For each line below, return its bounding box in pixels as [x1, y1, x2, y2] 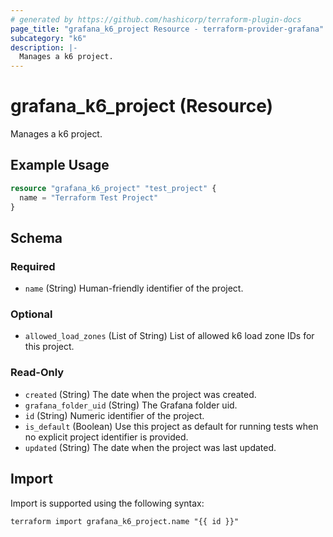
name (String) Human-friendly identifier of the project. [24, 282, 244, 295]
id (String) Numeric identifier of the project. [24, 409, 205, 421]
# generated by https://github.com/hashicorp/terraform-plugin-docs [10, 14, 302, 25]
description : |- [10, 42, 78, 53]
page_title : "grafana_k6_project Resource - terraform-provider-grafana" [10, 24, 325, 34]
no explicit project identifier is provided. [24, 431, 189, 443]
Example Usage [10, 157, 110, 174]
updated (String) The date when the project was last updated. [24, 441, 277, 453]
